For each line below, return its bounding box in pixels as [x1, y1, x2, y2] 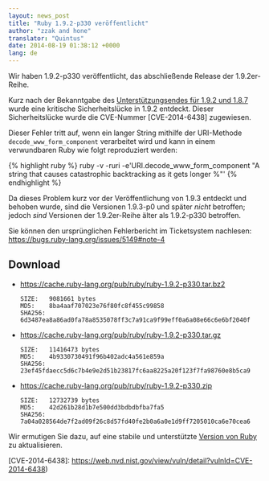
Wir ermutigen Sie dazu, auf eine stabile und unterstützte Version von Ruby [8, 431, 257, 441]
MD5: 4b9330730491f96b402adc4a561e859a [19, 352, 165, 360]
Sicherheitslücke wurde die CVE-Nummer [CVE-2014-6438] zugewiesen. [8, 113, 251, 121]
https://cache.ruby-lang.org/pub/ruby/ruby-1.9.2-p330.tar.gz [19, 330, 222, 339]
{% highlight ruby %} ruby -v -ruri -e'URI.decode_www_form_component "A [8, 161, 260, 170]
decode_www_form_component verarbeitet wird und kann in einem [8, 137, 215, 146]
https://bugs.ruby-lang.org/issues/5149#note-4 [8, 235, 165, 244]
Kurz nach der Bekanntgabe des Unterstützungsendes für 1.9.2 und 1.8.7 [8, 96, 249, 105]
